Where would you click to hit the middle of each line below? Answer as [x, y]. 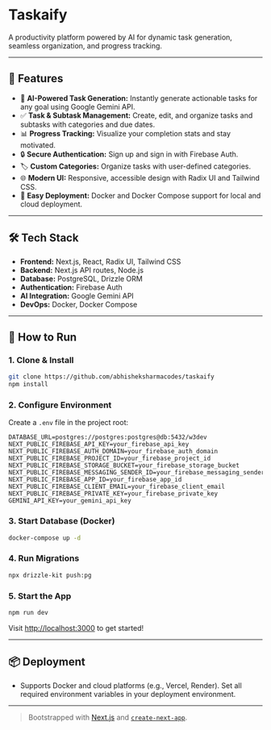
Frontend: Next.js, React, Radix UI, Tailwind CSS [100, 261]
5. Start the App [40, 596]
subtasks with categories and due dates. [88, 124]
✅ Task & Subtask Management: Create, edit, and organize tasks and [136, 115]
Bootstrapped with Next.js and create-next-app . [108, 717]
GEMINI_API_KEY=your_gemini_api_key [70, 501]
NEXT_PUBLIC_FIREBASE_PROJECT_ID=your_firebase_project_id [110, 459]
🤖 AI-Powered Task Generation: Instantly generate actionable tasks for [139, 98]
